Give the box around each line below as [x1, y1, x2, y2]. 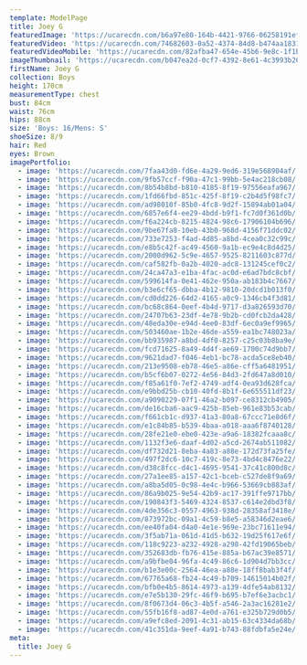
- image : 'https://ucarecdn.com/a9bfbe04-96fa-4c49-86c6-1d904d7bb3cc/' [17, 556, 301, 566]
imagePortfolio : [9, 157, 71, 167]
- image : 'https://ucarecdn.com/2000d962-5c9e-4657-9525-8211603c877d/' [17, 251, 301, 260]
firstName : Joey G [9, 65, 79, 74]
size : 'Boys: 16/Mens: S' [9, 124, 108, 133]
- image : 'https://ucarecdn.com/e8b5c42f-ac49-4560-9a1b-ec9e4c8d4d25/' [17, 243, 301, 252]
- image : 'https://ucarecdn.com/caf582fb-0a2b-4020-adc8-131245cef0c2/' [17, 259, 301, 269]
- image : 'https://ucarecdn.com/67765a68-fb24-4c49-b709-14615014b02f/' [17, 574, 301, 583]
